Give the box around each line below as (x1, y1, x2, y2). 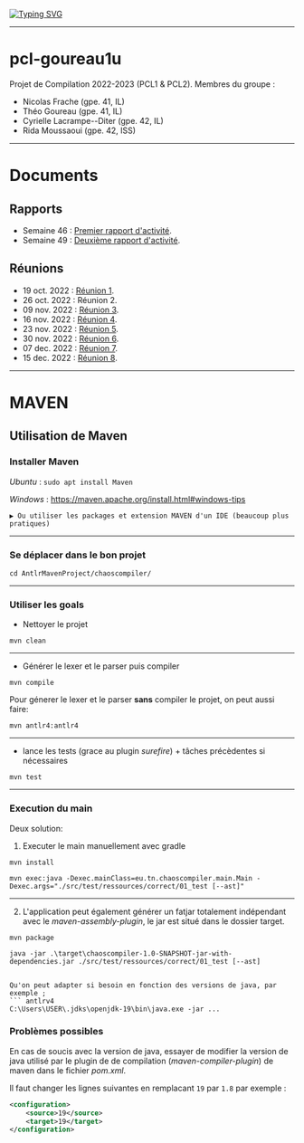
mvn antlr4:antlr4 (9, 721, 79, 730)
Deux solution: (9, 823, 63, 833)
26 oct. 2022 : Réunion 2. (22, 294, 118, 305)
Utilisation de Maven (9, 428, 128, 443)
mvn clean (9, 636, 47, 646)
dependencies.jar (9, 957, 75, 966)
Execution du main (9, 802, 93, 814)
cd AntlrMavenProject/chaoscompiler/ (9, 568, 152, 578)
